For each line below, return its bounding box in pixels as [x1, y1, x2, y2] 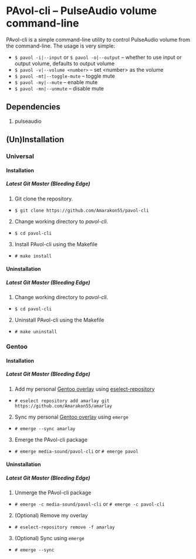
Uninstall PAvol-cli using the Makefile [14, 316, 104, 324]
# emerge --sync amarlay [14, 426, 76, 431]
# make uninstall [14, 329, 58, 335]
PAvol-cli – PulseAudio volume [6, 4, 157, 18]
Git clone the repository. [14, 195, 73, 202]
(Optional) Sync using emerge [14, 535, 85, 542]
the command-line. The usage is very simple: [6, 42, 116, 49]
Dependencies [6, 102, 60, 112]
